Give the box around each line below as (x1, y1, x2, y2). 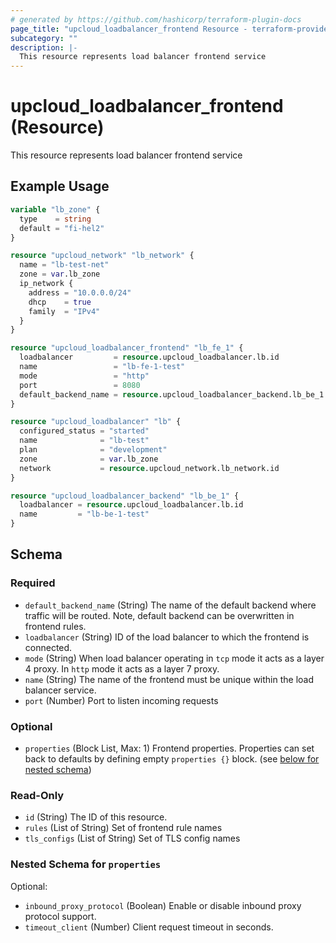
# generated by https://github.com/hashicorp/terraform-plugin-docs (10, 14, 302, 25)
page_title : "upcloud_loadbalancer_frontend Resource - (10, 24, 248, 34)
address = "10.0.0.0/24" (28, 287, 132, 298)
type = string (19, 214, 92, 224)
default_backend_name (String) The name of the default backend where (24, 599, 317, 611)
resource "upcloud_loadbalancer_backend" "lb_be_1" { (10, 491, 240, 501)
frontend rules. (24, 620, 87, 632)
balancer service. (24, 684, 97, 696)
